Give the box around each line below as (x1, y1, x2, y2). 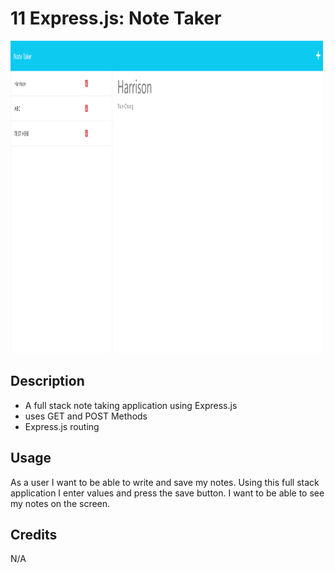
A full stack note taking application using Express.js (24, 399, 238, 411)
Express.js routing (24, 420, 100, 432)
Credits (10, 526, 58, 543)
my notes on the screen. (10, 497, 111, 509)
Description (10, 373, 85, 390)
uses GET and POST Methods (24, 410, 148, 422)
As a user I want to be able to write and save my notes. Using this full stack (10, 476, 320, 488)
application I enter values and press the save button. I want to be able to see (10, 487, 325, 499)
